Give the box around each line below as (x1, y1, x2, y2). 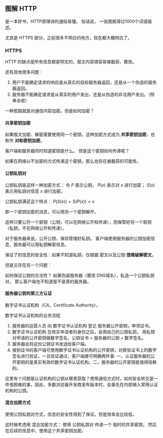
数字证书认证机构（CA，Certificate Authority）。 (5, 302, 101, 308)
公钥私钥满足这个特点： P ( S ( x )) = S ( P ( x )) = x (5, 198, 95, 204)
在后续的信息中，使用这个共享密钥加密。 (5, 427, 86, 433)
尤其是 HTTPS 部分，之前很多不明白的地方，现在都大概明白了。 (5, 34, 132, 40)
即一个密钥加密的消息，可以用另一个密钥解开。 (5, 209, 98, 214)
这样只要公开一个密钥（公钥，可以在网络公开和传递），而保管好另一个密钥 (5, 219, 152, 225)
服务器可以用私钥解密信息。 (13, 242, 69, 247)
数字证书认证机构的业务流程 (5, 312, 61, 318)
